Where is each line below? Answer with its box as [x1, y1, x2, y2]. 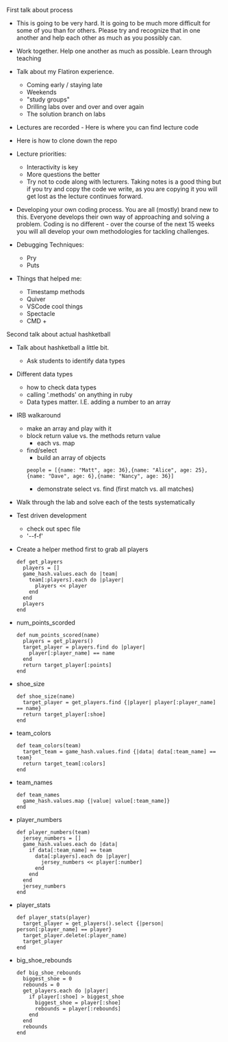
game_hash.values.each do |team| [23, 570, 118, 577]
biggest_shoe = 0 [23, 976, 73, 982]
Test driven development [16, 511, 87, 520]
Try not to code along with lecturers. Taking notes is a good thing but [26, 178, 222, 186]
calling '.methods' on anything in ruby [26, 391, 133, 398]
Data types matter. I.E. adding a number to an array [26, 398, 171, 406]
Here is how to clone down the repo [16, 136, 118, 145]
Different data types [16, 370, 73, 378]
